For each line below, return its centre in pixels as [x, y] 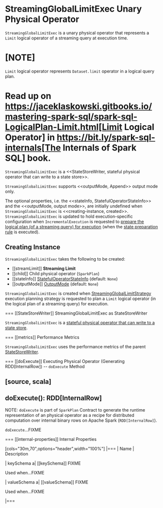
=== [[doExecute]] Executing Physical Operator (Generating [65, 361]
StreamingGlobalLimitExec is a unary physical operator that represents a [77, 33]
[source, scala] [28, 382]
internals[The [33, 148]
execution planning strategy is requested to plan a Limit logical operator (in [81, 299]
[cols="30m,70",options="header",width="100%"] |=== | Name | [70, 449]
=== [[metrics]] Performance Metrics [42, 337]
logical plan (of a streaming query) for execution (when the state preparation [81, 226]
